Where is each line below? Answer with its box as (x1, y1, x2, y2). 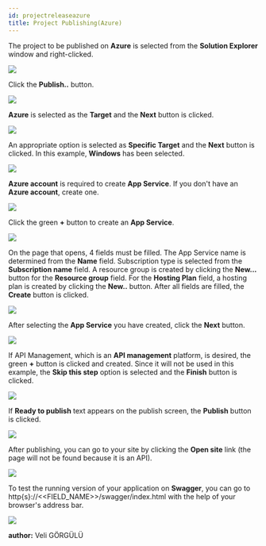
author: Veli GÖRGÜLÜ (8, 530, 83, 540)
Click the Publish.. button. (8, 79, 94, 89)
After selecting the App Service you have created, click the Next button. (8, 320, 245, 329)
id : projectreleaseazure (8, 11, 91, 20)
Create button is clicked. (8, 290, 89, 299)
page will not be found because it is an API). (8, 453, 152, 463)
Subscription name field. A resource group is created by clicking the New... (8, 264, 257, 274)
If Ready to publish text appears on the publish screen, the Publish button (8, 406, 252, 415)
